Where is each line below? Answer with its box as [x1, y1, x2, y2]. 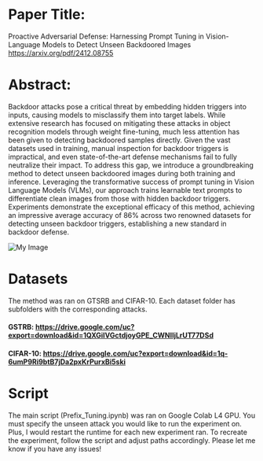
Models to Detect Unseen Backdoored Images [42, 39, 192, 49]
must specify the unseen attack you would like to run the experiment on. [8, 419, 242, 428]
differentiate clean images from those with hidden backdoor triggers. [8, 194, 232, 203]
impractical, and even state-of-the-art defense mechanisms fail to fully [8, 152, 238, 161]
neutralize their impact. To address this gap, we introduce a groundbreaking [8, 160, 254, 170]
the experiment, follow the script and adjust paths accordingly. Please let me [8, 435, 256, 445]
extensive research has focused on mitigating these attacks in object [8, 118, 231, 127]
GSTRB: [8, 323, 35, 332]
